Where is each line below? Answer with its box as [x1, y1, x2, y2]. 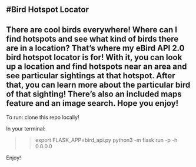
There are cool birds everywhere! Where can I [6, 25, 178, 35]
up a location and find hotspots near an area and [6, 61, 187, 71]
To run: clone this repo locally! [6, 114, 79, 121]
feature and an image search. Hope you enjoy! [6, 98, 179, 108]
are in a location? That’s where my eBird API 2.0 [6, 43, 185, 53]
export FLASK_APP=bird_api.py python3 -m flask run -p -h [35, 136, 178, 143]
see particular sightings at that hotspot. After [6, 71, 175, 81]
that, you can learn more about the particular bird [6, 79, 191, 90]
